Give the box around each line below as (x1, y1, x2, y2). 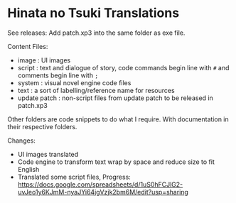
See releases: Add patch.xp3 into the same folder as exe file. (7, 28, 186, 37)
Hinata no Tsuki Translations (7, 5, 180, 21)
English (17, 165, 40, 173)
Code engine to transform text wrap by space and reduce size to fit (17, 158, 215, 166)
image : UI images (17, 55, 71, 65)
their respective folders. (7, 122, 77, 131)
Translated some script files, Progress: (17, 172, 132, 181)
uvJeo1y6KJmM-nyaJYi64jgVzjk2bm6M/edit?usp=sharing (17, 187, 188, 196)
